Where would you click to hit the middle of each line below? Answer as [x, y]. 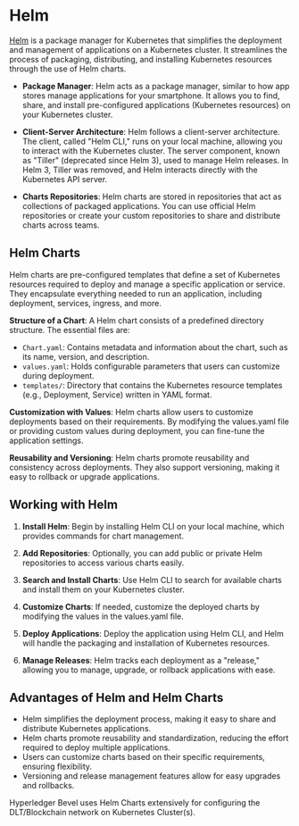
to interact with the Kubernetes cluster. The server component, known [151, 150]
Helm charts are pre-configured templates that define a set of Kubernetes [145, 274]
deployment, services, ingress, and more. [86, 303]
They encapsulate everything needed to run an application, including [136, 293]
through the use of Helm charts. [68, 69]
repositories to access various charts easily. [103, 563]
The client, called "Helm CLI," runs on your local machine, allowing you [152, 141]
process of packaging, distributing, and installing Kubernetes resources [141, 59]
